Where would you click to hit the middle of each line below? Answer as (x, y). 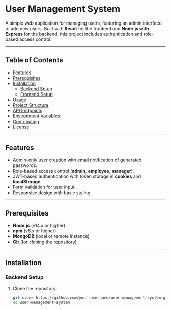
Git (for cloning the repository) (45, 242)
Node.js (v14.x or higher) (39, 226)
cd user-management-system (41, 302)
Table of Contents (34, 60)
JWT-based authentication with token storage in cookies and (77, 176)
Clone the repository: (35, 289)
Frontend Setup (37, 94)
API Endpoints (27, 110)
